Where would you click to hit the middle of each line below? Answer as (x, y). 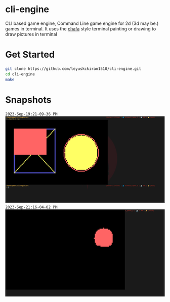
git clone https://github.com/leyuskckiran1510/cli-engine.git (73, 69)
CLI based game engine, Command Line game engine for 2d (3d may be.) (82, 23)
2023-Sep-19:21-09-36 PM (31, 114)
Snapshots (28, 100)
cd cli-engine (20, 74)
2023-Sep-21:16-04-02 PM (31, 207)
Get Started (30, 55)
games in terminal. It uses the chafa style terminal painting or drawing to (81, 28)
